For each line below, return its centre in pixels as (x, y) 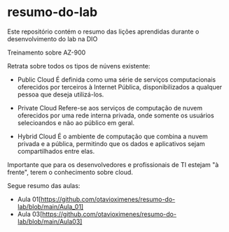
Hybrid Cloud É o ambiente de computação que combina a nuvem (112, 136)
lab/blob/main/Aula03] (50, 222)
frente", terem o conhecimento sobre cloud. (70, 172)
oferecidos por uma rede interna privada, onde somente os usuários (116, 115)
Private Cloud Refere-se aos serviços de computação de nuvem (110, 108)
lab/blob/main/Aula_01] (50, 206)
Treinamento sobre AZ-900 (47, 52)
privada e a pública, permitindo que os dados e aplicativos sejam (111, 143)
